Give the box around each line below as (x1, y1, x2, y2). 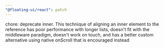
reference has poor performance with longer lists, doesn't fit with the (5, 26, 150, 32)
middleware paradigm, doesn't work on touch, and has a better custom (5, 31, 154, 37)
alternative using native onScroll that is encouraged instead (5, 37, 129, 43)
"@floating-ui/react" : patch (5, 7, 67, 12)
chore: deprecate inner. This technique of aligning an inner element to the (5, 21, 159, 27)
